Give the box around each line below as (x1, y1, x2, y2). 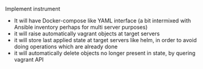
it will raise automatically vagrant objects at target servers (13, 30, 160, 37)
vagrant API (13, 56, 44, 63)
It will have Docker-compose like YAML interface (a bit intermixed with (13, 17, 191, 24)
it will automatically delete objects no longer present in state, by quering (13, 49, 196, 57)
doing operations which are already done (13, 43, 118, 50)
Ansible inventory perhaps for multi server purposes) (13, 24, 148, 31)
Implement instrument (5, 5, 61, 12)
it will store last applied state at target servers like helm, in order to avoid (13, 37, 197, 43)
